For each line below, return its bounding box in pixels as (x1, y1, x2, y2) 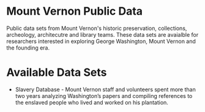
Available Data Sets (6, 65, 107, 80)
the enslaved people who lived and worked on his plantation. (15, 99, 168, 106)
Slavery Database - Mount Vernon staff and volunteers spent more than (15, 86, 196, 93)
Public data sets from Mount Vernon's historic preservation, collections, (6, 24, 187, 32)
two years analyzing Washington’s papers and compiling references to (15, 92, 193, 99)
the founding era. (6, 44, 50, 51)
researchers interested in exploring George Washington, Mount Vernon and (6, 37, 196, 45)
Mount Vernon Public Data (6, 4, 143, 18)
